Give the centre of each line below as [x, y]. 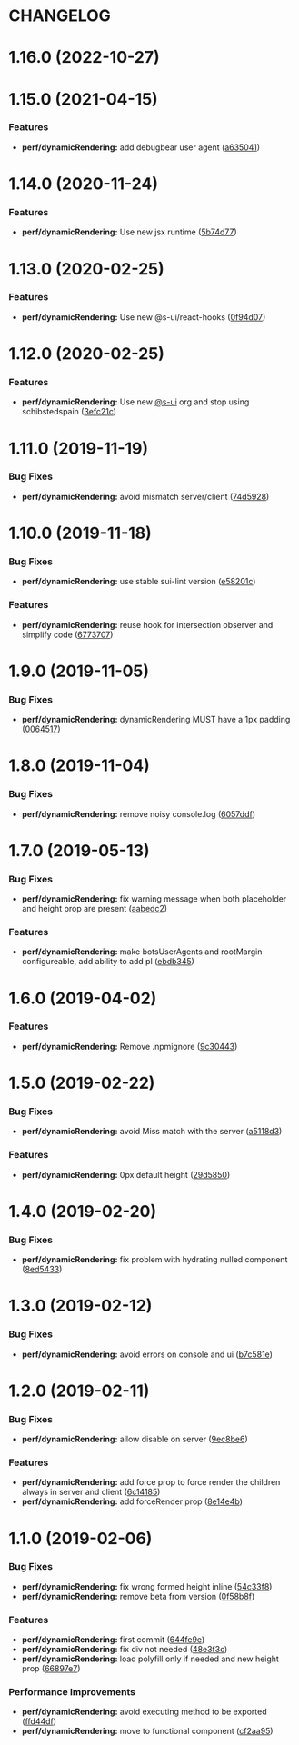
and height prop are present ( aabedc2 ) [95, 909]
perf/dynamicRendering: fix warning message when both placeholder [154, 899]
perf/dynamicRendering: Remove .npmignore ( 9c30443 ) [130, 1046]
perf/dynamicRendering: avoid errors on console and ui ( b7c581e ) [147, 1354]
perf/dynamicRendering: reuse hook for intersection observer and [147, 624]
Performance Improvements [72, 1692]
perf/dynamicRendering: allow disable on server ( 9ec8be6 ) [135, 1439]
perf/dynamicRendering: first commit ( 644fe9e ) [113, 1640]
